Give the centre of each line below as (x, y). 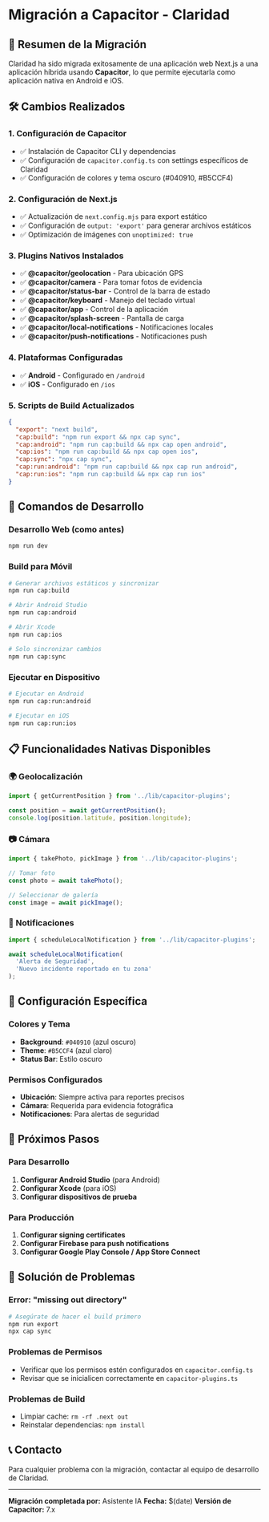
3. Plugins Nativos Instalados (66, 256)
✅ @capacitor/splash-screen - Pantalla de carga (102, 318)
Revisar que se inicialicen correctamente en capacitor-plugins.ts (129, 1378)
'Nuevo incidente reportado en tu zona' (84, 969)
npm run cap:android (43, 613)
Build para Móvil (40, 567)
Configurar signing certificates (72, 1235)
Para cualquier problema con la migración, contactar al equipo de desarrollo (134, 1469)
